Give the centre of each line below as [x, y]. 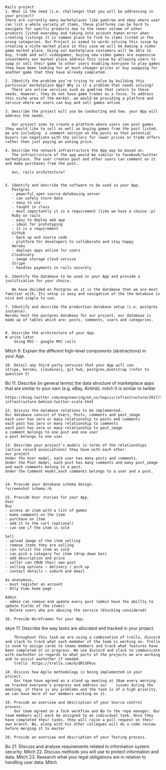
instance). [16, 311]
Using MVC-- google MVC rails [45, 342]
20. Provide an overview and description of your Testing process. [76, 737]
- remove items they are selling [40, 545]
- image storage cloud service [44, 259]
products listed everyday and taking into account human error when [77, 33]
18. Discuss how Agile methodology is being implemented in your [74, 672]
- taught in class [31, 207]
